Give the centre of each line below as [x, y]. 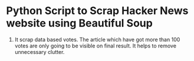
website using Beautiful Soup [80, 23]
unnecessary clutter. [40, 52]
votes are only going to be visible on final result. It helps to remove [96, 46]
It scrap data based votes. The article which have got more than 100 [97, 39]
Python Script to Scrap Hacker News [97, 11]
